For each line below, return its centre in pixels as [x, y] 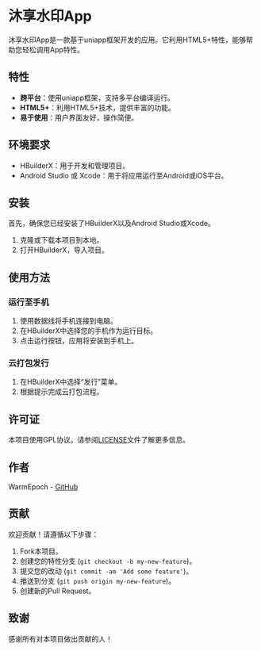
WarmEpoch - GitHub [43, 486]
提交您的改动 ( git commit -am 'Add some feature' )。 [106, 571]
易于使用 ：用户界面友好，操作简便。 [79, 117]
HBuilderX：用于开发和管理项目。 [74, 165]
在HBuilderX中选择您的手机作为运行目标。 [88, 331]
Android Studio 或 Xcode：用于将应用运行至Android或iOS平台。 [124, 175]
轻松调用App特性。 [53, 49]
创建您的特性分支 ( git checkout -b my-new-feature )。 [108, 561]
